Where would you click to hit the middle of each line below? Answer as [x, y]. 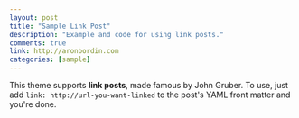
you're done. [33, 104]
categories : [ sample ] [50, 59]
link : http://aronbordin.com [64, 51]
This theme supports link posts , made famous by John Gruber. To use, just [149, 85]
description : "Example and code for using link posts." [117, 34]
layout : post [34, 18]
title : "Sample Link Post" [60, 26]
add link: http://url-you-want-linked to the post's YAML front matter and [150, 95]
